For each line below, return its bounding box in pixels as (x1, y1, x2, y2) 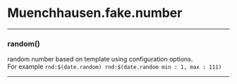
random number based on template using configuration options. (7, 55, 193, 64)
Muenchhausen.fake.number (7, 5, 183, 21)
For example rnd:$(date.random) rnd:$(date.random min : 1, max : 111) (7, 62, 222, 71)
